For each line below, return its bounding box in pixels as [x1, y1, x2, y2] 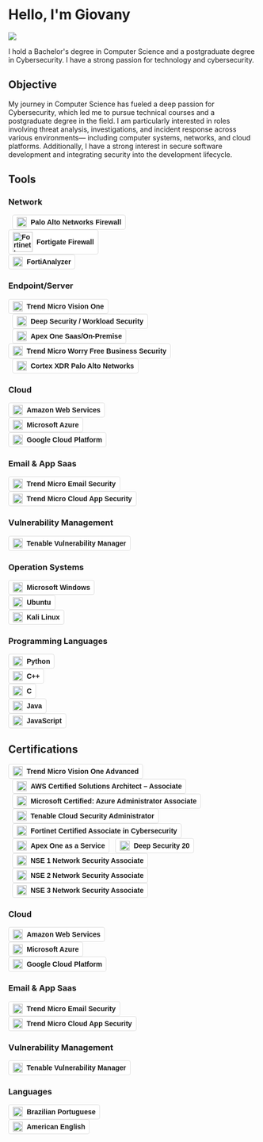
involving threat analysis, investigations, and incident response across [8, 125, 237, 134]
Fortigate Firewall [36, 238, 94, 247]
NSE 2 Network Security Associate [30, 871, 144, 880]
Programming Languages [8, 635, 109, 646]
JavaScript [26, 716, 62, 726]
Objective [8, 78, 58, 92]
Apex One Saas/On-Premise [30, 331, 123, 340]
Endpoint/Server [8, 280, 74, 291]
